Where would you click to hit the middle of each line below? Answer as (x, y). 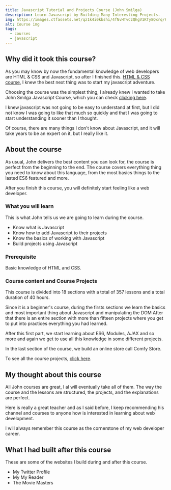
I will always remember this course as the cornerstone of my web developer (85, 428)
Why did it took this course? (51, 59)
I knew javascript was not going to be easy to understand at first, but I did (82, 107)
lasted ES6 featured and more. (37, 178)
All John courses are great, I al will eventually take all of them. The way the (83, 387)
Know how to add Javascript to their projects (60, 233)
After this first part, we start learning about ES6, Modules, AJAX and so (80, 334)
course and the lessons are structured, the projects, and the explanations (82, 392)
